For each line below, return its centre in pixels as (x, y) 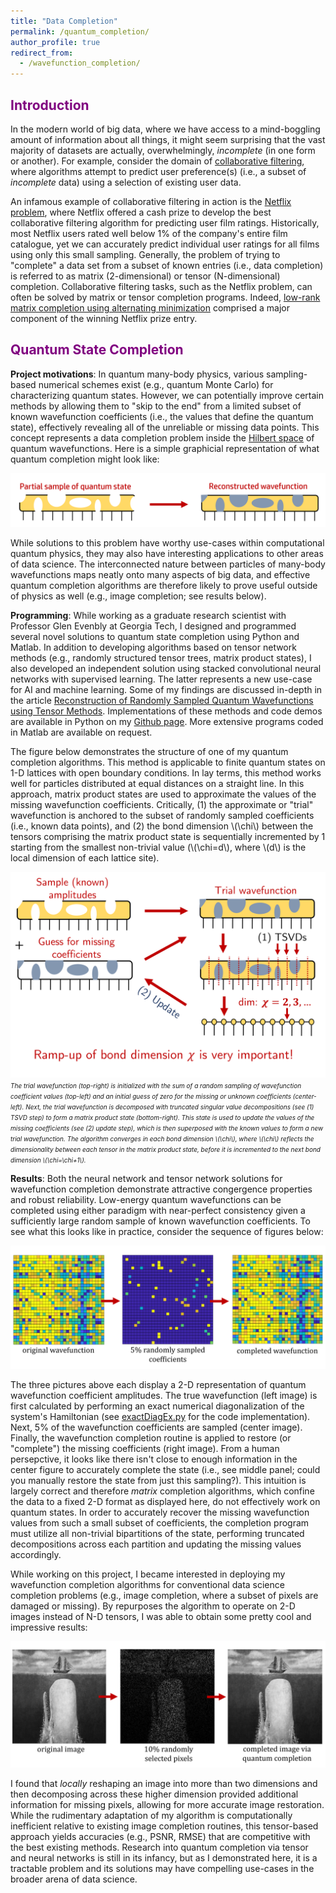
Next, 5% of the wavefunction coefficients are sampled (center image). (156, 1427)
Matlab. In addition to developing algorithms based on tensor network (153, 647)
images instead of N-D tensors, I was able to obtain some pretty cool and (161, 1617)
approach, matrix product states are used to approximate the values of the (163, 794)
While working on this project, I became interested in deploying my (148, 1574)
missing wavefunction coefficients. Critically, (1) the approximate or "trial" (162, 805)
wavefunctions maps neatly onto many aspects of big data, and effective (160, 575)
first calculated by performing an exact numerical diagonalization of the (157, 1406)
